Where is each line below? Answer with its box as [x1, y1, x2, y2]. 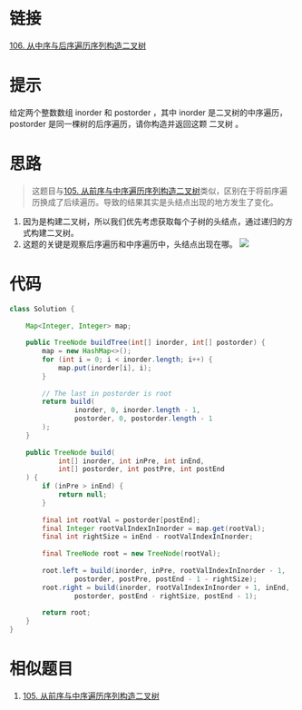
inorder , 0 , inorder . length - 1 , [73, 406, 201, 415]
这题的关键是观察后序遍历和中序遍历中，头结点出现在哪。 [22, 238, 238, 250]
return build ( [42, 397, 95, 407]
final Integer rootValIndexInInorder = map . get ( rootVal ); [42, 524, 266, 533]
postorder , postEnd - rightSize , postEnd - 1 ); [73, 591, 258, 600]
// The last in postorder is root [42, 389, 172, 398]
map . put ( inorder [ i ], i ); [57, 363, 152, 372]
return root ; [42, 608, 92, 617]
